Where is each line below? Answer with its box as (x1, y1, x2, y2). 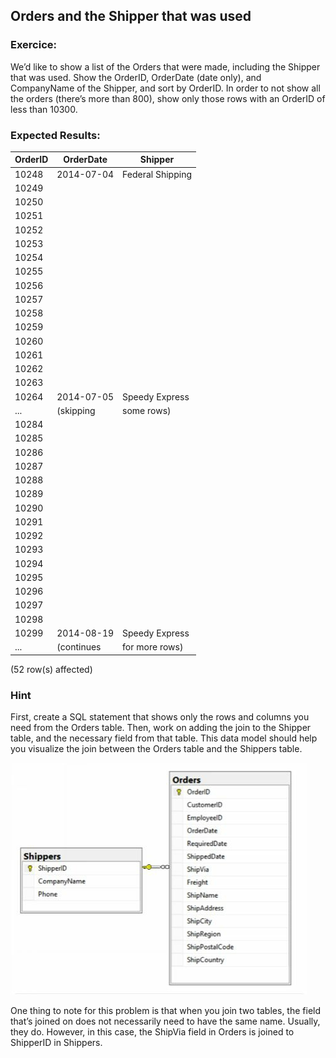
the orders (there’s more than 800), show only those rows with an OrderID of (10, 92, 326, 104)
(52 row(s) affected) (10, 663, 93, 675)
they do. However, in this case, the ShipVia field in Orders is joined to (10, 1026, 295, 1038)
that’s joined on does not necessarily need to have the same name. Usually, (10, 1015, 321, 1028)
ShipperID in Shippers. (10, 1037, 103, 1049)
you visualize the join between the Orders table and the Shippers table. (10, 743, 303, 755)
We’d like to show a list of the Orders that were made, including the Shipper (10, 60, 321, 73)
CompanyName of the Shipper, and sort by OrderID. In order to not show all (10, 82, 321, 94)
